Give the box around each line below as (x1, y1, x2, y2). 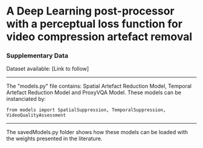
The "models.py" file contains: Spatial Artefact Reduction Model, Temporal (6, 83, 192, 90)
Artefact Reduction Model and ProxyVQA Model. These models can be (6, 89, 181, 96)
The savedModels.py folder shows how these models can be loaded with (6, 129, 188, 136)
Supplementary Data (6, 51, 68, 60)
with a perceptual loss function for (6, 17, 183, 31)
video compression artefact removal (6, 30, 192, 43)
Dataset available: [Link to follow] (6, 65, 89, 72)
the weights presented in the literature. (6, 135, 103, 143)
